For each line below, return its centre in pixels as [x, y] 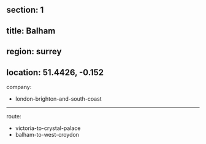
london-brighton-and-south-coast [59, 99]
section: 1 [25, 10]
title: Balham [31, 31]
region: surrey [34, 52]
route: [14, 116]
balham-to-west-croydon [47, 134]
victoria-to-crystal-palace [48, 128]
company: [19, 87]
